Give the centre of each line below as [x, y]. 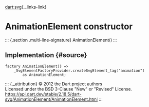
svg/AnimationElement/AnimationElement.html [52, 99]
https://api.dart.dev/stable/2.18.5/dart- [43, 94]
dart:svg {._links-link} [26, 7]
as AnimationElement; [45, 75]
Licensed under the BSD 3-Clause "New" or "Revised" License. [69, 89]
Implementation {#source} [46, 55]
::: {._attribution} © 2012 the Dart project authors [54, 84]
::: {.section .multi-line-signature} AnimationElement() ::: [61, 40]
